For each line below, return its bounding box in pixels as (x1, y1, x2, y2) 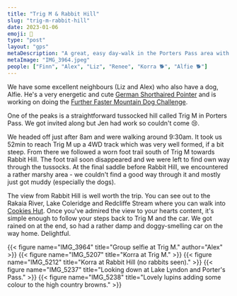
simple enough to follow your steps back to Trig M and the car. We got (7, 214, 212, 222)
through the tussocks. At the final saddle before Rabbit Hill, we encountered (7, 162, 229, 171)
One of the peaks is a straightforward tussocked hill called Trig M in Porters (7, 111, 228, 120)
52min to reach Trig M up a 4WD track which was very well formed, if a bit (7, 140, 224, 149)
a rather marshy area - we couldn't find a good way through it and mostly (7, 170, 221, 178)
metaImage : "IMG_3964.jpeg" (7, 57, 91, 64)
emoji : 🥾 (7, 30, 33, 38)
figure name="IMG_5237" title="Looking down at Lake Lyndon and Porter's (7, 265, 226, 273)
